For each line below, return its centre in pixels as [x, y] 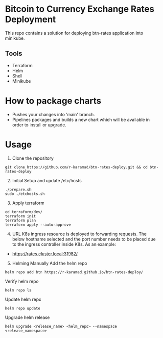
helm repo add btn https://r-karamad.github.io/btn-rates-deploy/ [74, 272]
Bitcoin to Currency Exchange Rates [80, 9]
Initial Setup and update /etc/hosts [47, 180]
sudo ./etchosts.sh [25, 194]
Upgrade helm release [27, 317]
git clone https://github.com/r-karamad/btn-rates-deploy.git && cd [76, 167]
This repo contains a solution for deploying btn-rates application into [74, 33]
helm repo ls [18, 290]
